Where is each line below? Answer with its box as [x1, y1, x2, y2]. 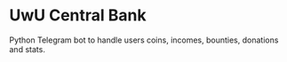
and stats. [9, 43, 46, 54]
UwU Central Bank [9, 5, 147, 26]
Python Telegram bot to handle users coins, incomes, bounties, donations [9, 35, 279, 45]
